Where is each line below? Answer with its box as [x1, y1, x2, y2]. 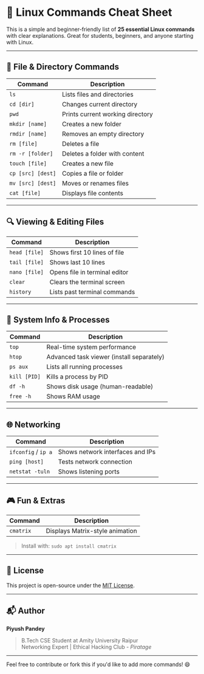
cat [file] [9, 190, 41, 196]
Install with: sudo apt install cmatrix [21, 542, 117, 549]
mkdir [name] [9, 120, 47, 127]
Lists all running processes [46, 363, 123, 371]
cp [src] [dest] [9, 170, 56, 177]
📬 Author [6, 606, 46, 616]
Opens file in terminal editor [49, 267, 129, 276]
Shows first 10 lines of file [49, 248, 124, 256]
